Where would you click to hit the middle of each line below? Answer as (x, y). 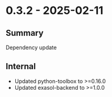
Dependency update (31, 47)
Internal (21, 66)
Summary (25, 33)
